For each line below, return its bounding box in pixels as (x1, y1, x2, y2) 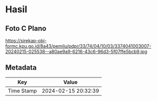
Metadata (5, 63, 37, 72)
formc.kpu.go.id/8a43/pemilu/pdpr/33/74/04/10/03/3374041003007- (5, 43, 152, 49)
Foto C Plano (5, 24, 47, 33)
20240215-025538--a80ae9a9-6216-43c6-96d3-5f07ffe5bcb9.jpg (5, 49, 147, 54)
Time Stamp (8, 87, 37, 94)
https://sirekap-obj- (5, 37, 47, 44)
